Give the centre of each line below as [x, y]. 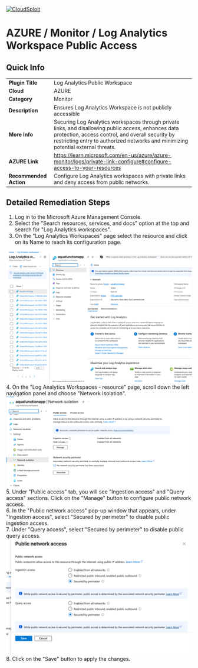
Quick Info [26, 67]
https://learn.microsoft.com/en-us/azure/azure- [113, 155]
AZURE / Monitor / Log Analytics [87, 33]
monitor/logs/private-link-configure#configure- [113, 162]
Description [23, 110]
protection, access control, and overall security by [114, 134]
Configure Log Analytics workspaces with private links [120, 176]
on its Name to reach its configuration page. [68, 242]
